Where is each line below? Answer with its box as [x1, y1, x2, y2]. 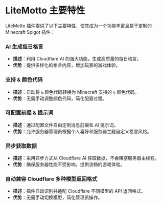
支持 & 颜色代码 [5, 76, 43, 84]
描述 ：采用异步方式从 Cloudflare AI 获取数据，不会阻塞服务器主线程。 [12, 155, 159, 161]
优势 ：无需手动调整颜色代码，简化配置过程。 [12, 95, 107, 101]
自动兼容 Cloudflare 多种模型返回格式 [5, 175, 98, 182]
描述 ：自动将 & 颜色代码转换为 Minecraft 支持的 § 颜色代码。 [12, 89, 140, 95]
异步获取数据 [5, 142, 37, 149]
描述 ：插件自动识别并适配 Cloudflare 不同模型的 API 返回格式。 [12, 188, 146, 194]
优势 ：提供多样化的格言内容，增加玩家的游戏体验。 [12, 62, 121, 68]
